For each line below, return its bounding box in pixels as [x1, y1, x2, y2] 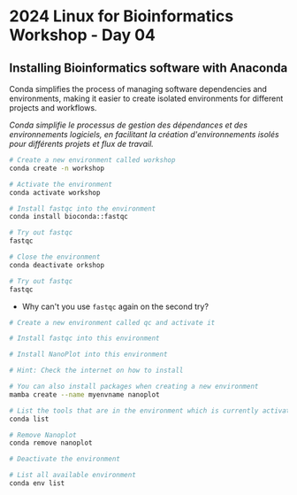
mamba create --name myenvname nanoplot [9, 390, 161, 399]
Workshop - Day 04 [9, 25, 156, 45]
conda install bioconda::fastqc [9, 213, 128, 221]
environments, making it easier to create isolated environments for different [9, 93, 284, 104]
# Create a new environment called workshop [9, 156, 176, 165]
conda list [9, 414, 49, 423]
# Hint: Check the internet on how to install [9, 366, 184, 375]
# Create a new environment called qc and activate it [9, 318, 216, 327]
